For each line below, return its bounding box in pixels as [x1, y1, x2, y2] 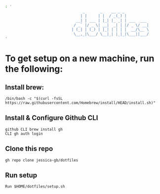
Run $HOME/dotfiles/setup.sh [5, 184, 65, 189]
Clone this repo [5, 145, 53, 153]
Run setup [5, 171, 38, 180]
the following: [5, 64, 63, 75]
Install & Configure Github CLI [5, 114, 98, 122]
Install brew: [5, 83, 44, 91]
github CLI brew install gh [5, 127, 63, 132]
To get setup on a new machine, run [5, 53, 155, 64]
